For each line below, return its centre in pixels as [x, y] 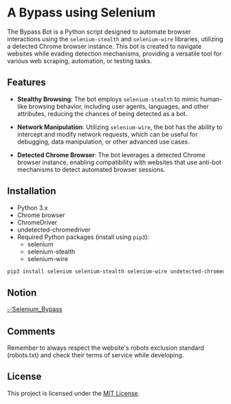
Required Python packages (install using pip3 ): [83, 237]
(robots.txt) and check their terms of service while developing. [96, 355]
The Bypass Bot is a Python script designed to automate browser [99, 32]
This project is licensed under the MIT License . [74, 393]
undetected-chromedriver [54, 229]
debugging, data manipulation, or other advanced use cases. [103, 142]
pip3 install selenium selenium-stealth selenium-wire [87, 271]
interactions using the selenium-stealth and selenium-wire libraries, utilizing [115, 38]
